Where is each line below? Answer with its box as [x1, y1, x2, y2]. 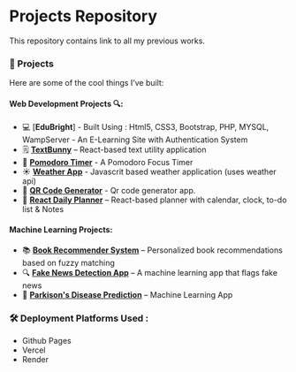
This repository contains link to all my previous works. [9, 35, 206, 46]
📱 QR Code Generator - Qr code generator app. [21, 186, 196, 196]
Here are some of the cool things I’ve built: [9, 78, 164, 88]
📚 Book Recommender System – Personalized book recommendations [21, 245, 283, 255]
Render [21, 353, 49, 364]
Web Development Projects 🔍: [9, 98, 124, 109]
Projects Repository [9, 6, 157, 27]
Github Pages [21, 335, 72, 345]
